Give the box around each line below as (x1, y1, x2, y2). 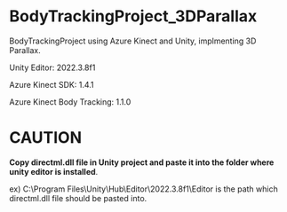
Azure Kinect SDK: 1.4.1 (9, 79, 95, 90)
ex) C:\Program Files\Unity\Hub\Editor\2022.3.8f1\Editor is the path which (9, 184, 278, 194)
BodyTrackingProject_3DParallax (9, 6, 258, 27)
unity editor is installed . (9, 166, 99, 177)
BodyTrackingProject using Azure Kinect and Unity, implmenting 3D (9, 35, 257, 46)
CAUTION (9, 128, 83, 148)
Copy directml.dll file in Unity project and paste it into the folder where (9, 157, 275, 168)
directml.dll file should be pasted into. (9, 192, 147, 203)
